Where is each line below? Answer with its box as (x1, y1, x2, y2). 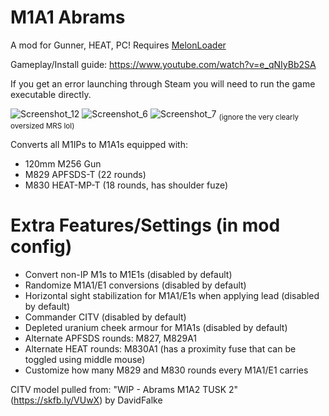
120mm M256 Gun (24, 157, 102, 170)
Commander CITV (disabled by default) (24, 311, 187, 323)
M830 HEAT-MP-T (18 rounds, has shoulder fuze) (24, 179, 229, 191)
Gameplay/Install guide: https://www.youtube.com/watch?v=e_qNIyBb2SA (10, 58, 317, 70)
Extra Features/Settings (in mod (10, 214, 281, 236)
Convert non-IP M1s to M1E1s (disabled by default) (24, 268, 233, 280)
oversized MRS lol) (10, 121, 75, 131)
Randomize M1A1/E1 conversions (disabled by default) (24, 279, 247, 291)
